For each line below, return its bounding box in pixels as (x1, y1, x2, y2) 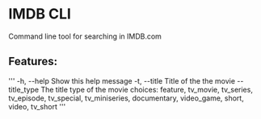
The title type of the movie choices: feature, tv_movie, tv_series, (40, 84, 253, 94)
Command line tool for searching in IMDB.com (8, 31, 162, 41)
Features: (8, 55, 58, 68)
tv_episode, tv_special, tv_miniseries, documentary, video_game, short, (8, 93, 244, 103)
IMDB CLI (8, 5, 71, 23)
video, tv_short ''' (8, 101, 66, 111)
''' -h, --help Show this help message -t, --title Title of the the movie (8, 76, 236, 85)
